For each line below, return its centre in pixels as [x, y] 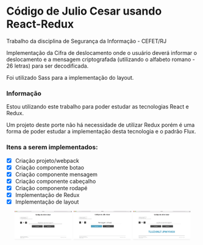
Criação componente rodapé [51, 188]
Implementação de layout [47, 202]
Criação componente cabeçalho [55, 181]
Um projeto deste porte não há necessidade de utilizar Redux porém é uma [101, 125]
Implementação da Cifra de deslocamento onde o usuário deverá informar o [101, 52]
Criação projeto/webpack [47, 160]
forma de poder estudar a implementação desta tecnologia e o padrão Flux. [101, 132]
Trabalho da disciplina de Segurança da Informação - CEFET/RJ [87, 41]
